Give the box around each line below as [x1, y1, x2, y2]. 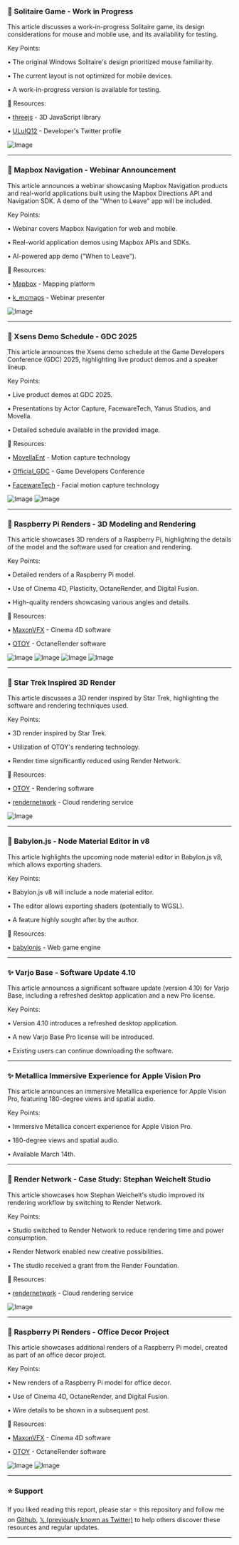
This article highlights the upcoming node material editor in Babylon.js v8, [7, 852, 223, 861]
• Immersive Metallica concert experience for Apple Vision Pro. [7, 1122, 193, 1131]
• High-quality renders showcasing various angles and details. [7, 598, 191, 606]
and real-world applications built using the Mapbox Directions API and [7, 189, 213, 197]
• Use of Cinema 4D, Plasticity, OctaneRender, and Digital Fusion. [7, 584, 199, 593]
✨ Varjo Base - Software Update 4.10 [7, 967, 137, 977]
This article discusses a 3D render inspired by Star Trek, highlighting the [7, 694, 219, 703]
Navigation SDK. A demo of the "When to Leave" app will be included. [7, 196, 212, 205]
